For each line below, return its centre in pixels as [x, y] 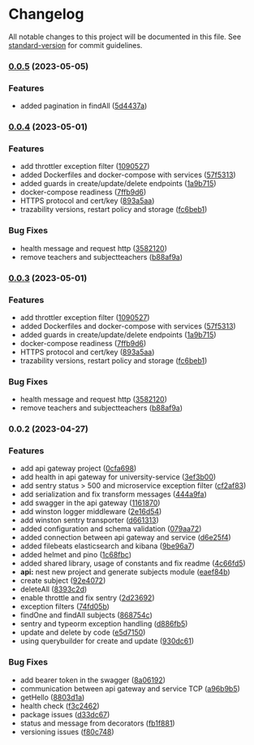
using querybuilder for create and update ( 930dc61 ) [107, 641]
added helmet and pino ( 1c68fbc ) [76, 555]
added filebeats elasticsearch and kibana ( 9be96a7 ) [107, 546]
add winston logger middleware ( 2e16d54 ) [91, 512]
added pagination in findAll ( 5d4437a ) [84, 106]
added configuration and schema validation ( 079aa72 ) [111, 529]
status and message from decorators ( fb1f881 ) [98, 723]
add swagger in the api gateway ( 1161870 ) [90, 503]
